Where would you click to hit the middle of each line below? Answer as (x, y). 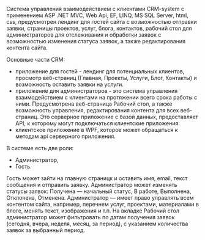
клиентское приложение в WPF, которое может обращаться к (97, 130)
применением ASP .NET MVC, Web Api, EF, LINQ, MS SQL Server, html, (97, 15)
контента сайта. (27, 48)
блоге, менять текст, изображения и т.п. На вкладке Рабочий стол (93, 211)
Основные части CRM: (36, 60)
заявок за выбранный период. (46, 230)
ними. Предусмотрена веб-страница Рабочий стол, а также (94, 104)
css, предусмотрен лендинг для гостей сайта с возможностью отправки (102, 22)
